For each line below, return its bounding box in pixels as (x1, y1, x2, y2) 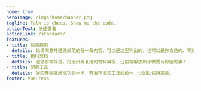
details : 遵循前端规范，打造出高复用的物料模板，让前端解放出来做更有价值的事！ (11, 59, 187, 65)
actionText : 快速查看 (6, 25, 57, 32)
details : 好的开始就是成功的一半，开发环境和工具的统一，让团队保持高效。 (11, 70, 174, 76)
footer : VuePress (6, 75, 50, 81)
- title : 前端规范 (6, 43, 49, 48)
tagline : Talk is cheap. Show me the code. (6, 20, 117, 26)
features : (6, 37, 31, 43)
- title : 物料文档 (6, 53, 49, 59)
